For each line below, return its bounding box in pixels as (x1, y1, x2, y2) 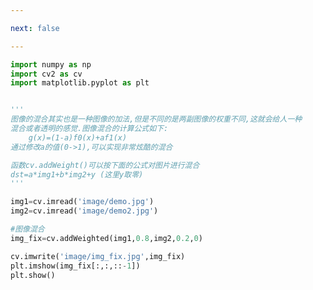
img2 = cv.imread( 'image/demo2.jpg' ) (10, 206, 159, 216)
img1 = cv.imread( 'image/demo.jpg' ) (10, 197, 155, 207)
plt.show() (10, 270, 56, 280)
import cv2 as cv (10, 69, 83, 79)
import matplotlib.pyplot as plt (10, 78, 150, 88)
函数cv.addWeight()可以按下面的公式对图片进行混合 (10, 160, 200, 170)
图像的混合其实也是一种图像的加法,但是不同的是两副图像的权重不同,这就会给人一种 (10, 114, 303, 125)
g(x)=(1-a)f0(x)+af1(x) (28, 132, 128, 143)
